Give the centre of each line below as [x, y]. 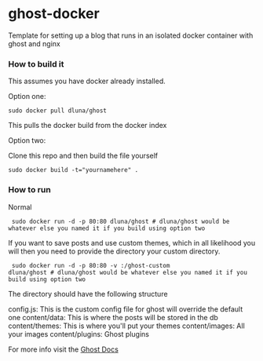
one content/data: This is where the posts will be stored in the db [113, 317]
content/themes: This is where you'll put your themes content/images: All [126, 326]
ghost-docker [54, 14]
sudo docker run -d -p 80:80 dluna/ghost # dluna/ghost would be [121, 221]
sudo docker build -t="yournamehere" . [73, 170]
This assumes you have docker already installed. [87, 81]
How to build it [36, 64]
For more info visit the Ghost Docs [64, 349]
